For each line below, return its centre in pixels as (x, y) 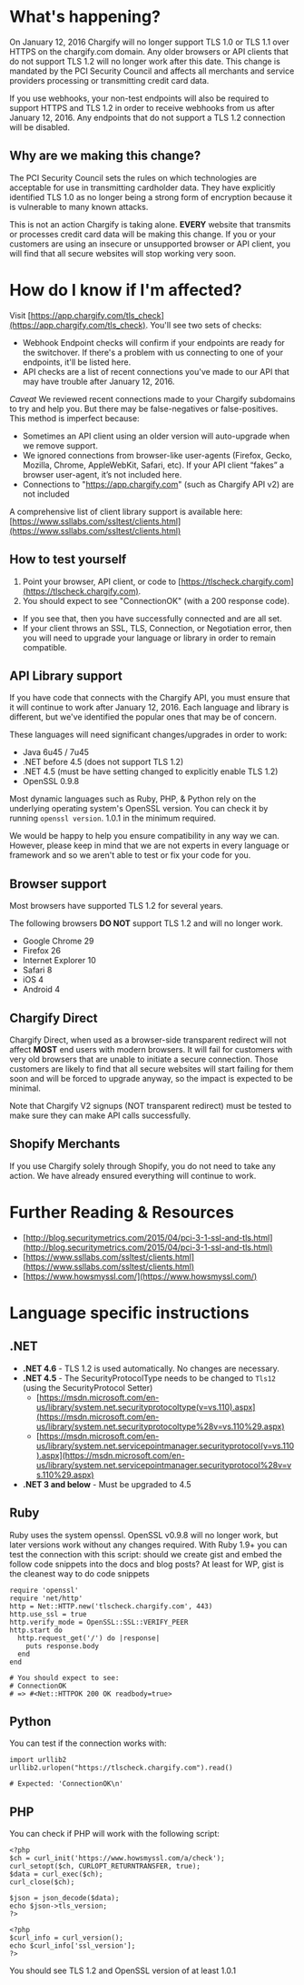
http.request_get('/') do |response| (89, 1638)
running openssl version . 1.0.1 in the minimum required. (113, 818)
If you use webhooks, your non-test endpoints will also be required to (139, 98)
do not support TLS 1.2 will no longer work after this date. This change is (145, 61)
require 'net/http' (46, 1598)
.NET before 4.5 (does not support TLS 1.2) (103, 762)
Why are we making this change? (105, 156)
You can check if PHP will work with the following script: (115, 1834)
